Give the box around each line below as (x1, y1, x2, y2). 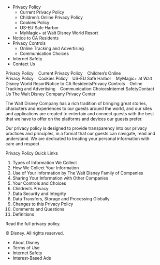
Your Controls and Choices (12, 180, 67, 186)
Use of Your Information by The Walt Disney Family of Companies (12, 170, 144, 176)
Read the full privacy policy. (5, 221, 61, 227)
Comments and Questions (12, 206, 65, 212)
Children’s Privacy (12, 186, 49, 191)
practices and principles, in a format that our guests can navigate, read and (5, 131, 156, 136)
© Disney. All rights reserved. (5, 230, 64, 236)
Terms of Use (12, 245, 40, 250)
